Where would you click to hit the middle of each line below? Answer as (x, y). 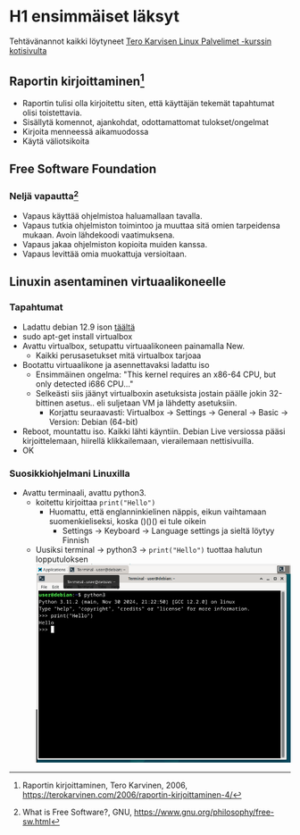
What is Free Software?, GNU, (77, 812)
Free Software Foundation (83, 169)
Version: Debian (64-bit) (93, 422)
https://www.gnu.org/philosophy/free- (204, 812)
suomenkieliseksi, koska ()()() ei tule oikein (128, 521)
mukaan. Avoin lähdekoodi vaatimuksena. (99, 235)
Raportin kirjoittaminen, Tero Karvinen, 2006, (105, 785)
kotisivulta (28, 50)
